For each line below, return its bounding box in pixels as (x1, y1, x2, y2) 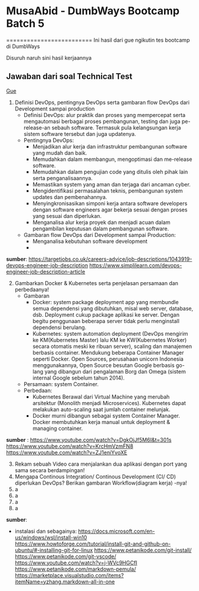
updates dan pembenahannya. (32, 193, 108, 200)
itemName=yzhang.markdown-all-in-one (14, 578, 115, 585)
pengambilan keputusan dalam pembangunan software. (32, 225, 169, 232)
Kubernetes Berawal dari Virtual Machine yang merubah (32, 393, 170, 400)
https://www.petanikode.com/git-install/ (94, 546, 192, 554)
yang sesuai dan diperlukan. (32, 212, 102, 219)
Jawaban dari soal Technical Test (6, 71, 132, 81)
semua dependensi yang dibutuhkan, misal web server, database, (32, 305, 194, 312)
